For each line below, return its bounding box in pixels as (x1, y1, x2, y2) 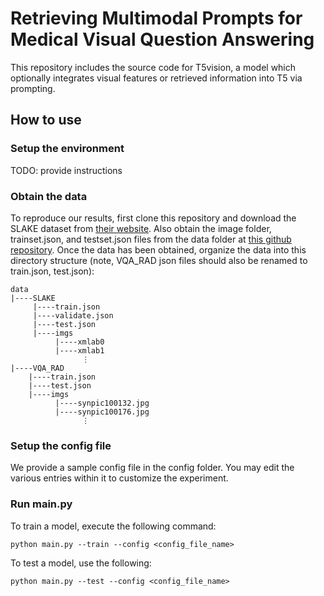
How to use (10, 112, 82, 129)
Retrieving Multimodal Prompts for (10, 7, 303, 30)
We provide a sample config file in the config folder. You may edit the (10, 462, 295, 474)
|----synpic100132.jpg (54, 398, 150, 408)
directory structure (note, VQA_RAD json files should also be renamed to (10, 254, 308, 266)
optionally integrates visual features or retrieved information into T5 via (10, 72, 303, 84)
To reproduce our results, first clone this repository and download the (10, 212, 297, 224)
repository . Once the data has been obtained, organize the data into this (10, 243, 307, 256)
